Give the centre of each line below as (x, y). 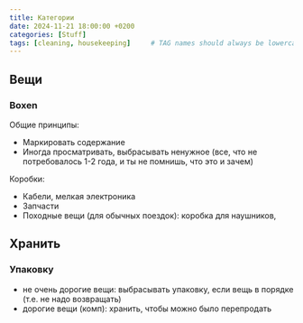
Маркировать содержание (74, 142)
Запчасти (41, 206)
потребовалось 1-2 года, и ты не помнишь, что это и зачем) (138, 161)
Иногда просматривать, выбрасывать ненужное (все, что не (140, 152)
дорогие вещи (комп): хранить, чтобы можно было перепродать (147, 309)
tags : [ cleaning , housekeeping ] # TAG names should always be (137, 43)
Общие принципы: (44, 125)
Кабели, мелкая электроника (79, 196)
